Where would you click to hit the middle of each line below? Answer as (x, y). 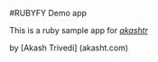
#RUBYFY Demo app (48, 13)
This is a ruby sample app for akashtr (79, 30)
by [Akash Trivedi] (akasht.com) (69, 48)
